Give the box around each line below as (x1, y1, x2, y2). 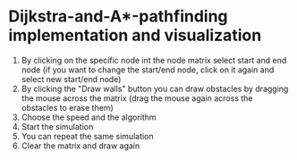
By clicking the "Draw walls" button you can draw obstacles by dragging (21, 83, 289, 94)
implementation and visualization (8, 25, 262, 46)
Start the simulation (21, 121, 94, 131)
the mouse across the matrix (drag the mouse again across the (21, 92, 253, 104)
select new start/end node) (21, 73, 122, 84)
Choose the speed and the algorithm (21, 112, 157, 122)
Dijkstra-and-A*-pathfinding (8, 6, 229, 27)
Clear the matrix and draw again (21, 140, 140, 151)
